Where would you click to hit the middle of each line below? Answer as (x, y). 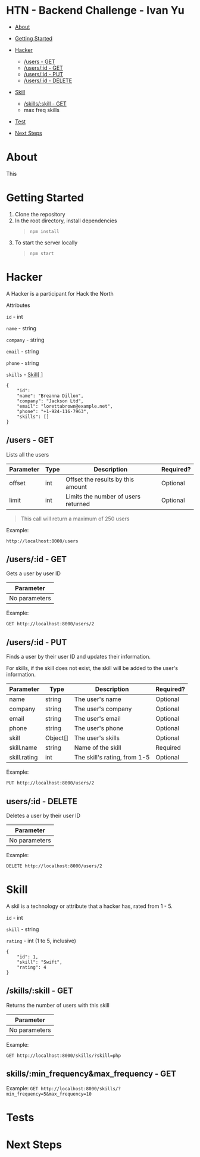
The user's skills (97, 738)
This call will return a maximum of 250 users (75, 519)
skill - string (23, 929)
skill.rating (24, 758)
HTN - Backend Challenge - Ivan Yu (95, 10)
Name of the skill (98, 747)
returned (78, 504)
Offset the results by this (100, 479)
